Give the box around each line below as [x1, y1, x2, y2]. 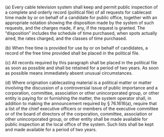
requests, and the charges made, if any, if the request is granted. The [5, 25, 145, 31]
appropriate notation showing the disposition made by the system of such [5, 20, 154, 26]
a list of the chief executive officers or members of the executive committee [5, 106, 159, 111]
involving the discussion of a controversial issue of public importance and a [5, 85, 158, 90]
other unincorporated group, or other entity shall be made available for [5, 116, 148, 122]
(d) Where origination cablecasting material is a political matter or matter [5, 80, 152, 85]
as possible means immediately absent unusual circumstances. [5, 70, 133, 76]
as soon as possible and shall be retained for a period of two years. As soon [5, 65, 159, 71]
